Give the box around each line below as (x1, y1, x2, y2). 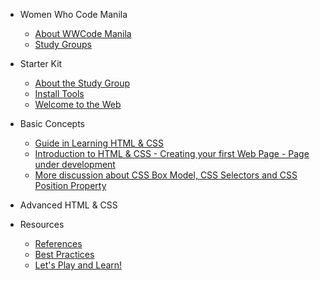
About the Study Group (34, 77, 130, 89)
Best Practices (34, 249, 95, 260)
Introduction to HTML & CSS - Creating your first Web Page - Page (34, 148, 310, 159)
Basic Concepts (19, 118, 85, 129)
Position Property (34, 180, 107, 191)
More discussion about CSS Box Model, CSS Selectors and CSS (34, 169, 298, 181)
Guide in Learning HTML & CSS (34, 137, 165, 149)
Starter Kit (19, 58, 63, 69)
